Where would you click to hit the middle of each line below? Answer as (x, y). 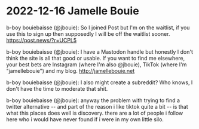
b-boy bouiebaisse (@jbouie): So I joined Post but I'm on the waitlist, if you (98, 27)
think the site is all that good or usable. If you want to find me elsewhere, (96, 58)
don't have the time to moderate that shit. (57, 88)
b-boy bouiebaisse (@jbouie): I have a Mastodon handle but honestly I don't (99, 51)
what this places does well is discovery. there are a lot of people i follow (95, 113)
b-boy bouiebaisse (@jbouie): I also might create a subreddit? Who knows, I (99, 82)
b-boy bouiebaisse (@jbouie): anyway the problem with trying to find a (93, 100)
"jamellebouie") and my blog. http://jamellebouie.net (71, 70)
